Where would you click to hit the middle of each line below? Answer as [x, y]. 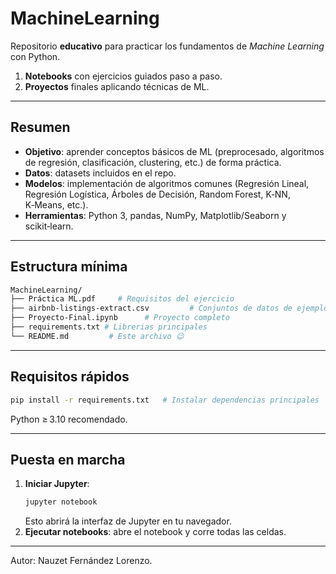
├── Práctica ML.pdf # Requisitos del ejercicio [122, 299]
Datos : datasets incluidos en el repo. [100, 173]
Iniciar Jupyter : [57, 484]
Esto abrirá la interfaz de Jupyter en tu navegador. [128, 521]
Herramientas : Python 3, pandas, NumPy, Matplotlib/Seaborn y [155, 215]
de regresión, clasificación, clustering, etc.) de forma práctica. [153, 162]
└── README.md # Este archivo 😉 [97, 336]
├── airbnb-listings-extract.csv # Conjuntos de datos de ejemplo [169, 308]
